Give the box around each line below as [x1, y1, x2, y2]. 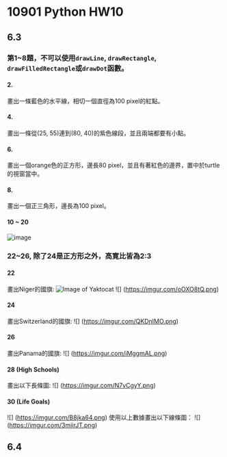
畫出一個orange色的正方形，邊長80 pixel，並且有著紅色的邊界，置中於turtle [7, 161, 220, 170]
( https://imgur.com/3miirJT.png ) [7, 421, 98, 430]
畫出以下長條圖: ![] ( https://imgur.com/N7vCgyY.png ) [7, 381, 156, 390]
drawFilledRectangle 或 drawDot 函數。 [7, 63, 129, 73]
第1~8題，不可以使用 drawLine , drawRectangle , [7, 53, 157, 62]
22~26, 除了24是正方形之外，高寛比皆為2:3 [7, 251, 152, 261]
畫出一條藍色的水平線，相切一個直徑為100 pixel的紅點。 [7, 96, 164, 105]
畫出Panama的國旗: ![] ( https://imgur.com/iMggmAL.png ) [7, 350, 168, 358]
